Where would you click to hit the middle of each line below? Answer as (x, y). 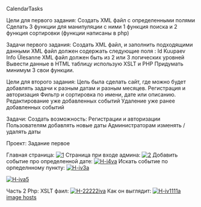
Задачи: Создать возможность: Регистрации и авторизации (83, 119)
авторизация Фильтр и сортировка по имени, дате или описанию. (91, 94)
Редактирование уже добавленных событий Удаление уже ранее (91, 101)
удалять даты (23, 132)
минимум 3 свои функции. (40, 70)
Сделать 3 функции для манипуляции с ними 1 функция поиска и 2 (92, 27)
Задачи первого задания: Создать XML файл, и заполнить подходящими (100, 45)
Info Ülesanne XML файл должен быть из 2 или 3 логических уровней (95, 57)
